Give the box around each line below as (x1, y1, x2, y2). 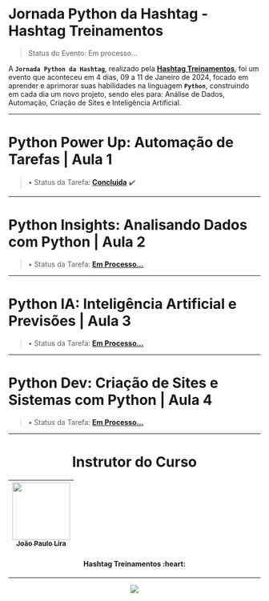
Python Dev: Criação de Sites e (8, 374, 219, 392)
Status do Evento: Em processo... (27, 48, 138, 58)
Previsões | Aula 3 (8, 312, 132, 330)
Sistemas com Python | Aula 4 (8, 391, 213, 409)
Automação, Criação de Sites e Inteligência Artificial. (8, 98, 182, 107)
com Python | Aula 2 (8, 233, 146, 251)
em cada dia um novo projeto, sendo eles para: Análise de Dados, (8, 89, 226, 98)
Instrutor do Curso (71, 453, 198, 471)
